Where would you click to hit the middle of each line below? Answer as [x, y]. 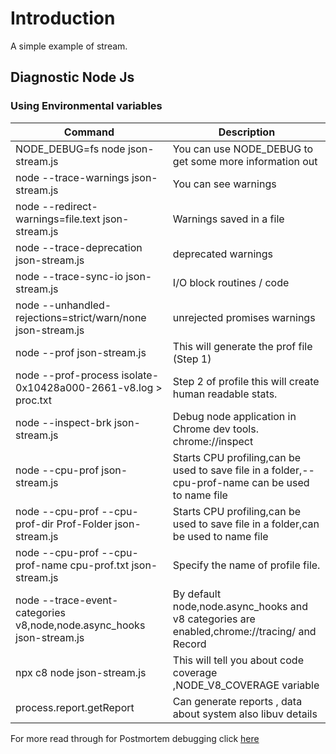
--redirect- [69, 206]
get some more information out [245, 161]
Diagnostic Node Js [72, 77]
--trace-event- [80, 600]
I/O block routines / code [231, 282]
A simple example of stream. [69, 46]
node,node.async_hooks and [240, 606]
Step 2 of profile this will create [246, 381]
